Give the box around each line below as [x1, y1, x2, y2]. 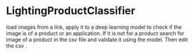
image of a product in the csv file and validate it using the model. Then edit [6, 36, 188, 43]
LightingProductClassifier [6, 4, 136, 18]
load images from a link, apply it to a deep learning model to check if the [6, 23, 182, 31]
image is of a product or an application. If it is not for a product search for [6, 29, 185, 36]
